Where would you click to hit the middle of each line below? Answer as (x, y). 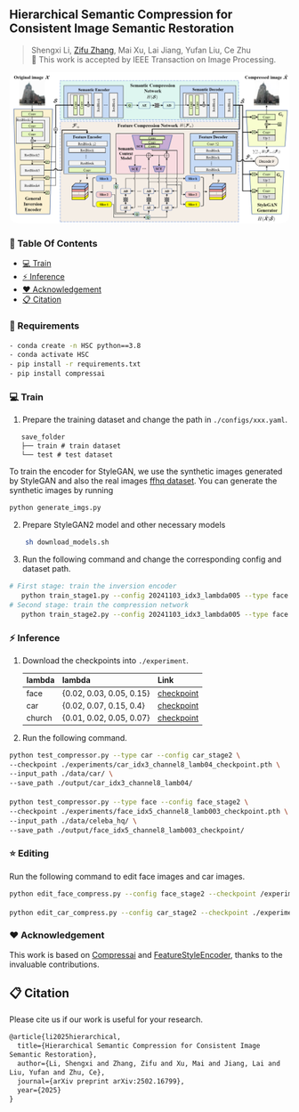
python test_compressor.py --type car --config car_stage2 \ (125, 755)
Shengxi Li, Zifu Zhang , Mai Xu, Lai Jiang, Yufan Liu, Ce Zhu (141, 50)
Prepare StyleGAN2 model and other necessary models (124, 525)
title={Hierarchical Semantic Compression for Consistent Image (139, 1045)
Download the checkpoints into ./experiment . (105, 660)
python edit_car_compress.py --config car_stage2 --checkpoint (129, 913)
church (39, 718)
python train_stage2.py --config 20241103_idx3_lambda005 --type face (155, 614)
